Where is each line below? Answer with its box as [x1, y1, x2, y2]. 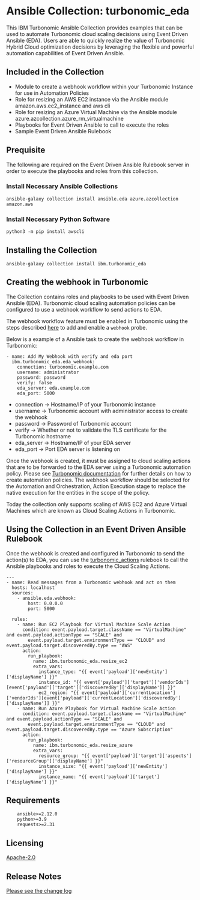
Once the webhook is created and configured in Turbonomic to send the [6, 549, 185, 557]
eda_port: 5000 [17, 390, 55, 396]
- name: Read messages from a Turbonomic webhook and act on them [6, 579, 176, 585]
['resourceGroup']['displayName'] [6, 758, 93, 764]
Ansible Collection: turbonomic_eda [6, 4, 190, 18]
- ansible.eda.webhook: [17, 595, 77, 601]
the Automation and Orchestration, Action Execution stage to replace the [6, 482, 186, 490]
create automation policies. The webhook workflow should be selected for [6, 476, 190, 483]
